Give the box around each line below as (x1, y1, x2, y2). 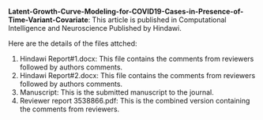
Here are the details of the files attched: (8, 39, 137, 48)
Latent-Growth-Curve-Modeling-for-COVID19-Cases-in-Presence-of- (8, 7, 244, 16)
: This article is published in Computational (88, 15, 227, 24)
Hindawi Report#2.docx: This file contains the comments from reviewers (19, 71, 256, 80)
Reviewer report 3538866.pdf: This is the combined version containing (19, 96, 250, 105)
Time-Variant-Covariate (8, 15, 88, 24)
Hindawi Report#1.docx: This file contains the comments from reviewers (19, 54, 254, 63)
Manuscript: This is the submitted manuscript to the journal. (19, 88, 215, 97)
